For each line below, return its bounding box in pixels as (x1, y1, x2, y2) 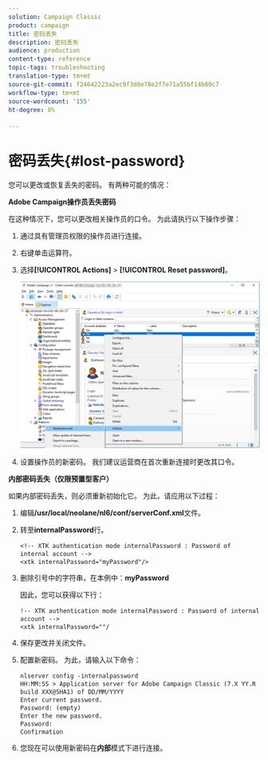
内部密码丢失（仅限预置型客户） (8, 474, 113, 483)
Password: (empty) (19, 704, 81, 712)
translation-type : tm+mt (8, 72, 91, 80)
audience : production (8, 46, 81, 55)
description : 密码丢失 (8, 38, 79, 46)
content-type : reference (8, 55, 91, 63)
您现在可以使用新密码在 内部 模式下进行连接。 (19, 742, 167, 752)
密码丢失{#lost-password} (8, 152, 186, 170)
